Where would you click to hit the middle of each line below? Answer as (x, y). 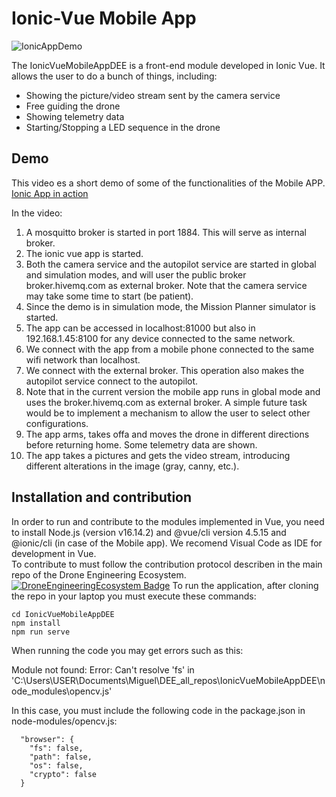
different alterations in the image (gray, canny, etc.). (132, 466)
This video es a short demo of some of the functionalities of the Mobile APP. (168, 183)
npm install (36, 623)
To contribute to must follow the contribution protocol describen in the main (167, 564)
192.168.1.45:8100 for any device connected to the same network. (160, 338)
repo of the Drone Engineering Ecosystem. (99, 574)
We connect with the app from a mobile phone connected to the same (170, 349)
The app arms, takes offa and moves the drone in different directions (167, 434)
